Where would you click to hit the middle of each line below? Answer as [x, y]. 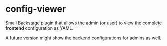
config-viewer [36, 9]
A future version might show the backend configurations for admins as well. [83, 38]
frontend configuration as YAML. [39, 28]
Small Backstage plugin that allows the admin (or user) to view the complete [83, 23]
